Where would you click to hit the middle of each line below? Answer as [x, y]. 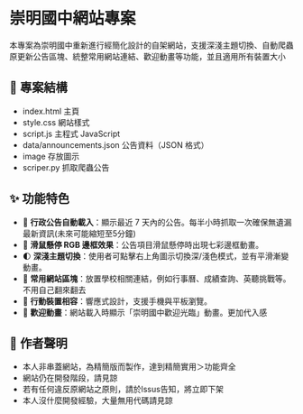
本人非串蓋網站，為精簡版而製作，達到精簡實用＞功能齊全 [129, 367]
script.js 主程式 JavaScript [71, 133]
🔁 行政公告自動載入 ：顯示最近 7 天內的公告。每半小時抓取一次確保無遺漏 [157, 222]
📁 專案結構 [38, 88]
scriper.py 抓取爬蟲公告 [66, 167]
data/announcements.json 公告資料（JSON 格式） [115, 144]
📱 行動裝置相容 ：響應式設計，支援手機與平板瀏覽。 [117, 301]
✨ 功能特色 [40, 199]
